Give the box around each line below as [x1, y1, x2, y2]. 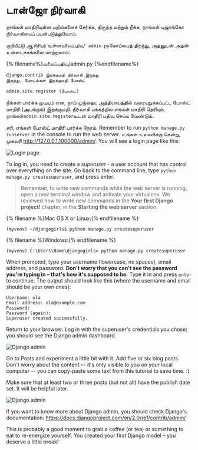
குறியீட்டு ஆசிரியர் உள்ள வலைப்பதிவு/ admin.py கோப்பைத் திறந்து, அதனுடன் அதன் [6, 42, 189, 49]
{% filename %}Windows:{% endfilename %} [6, 237, 117, 244]
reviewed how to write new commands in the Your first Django [20, 197, 173, 204]
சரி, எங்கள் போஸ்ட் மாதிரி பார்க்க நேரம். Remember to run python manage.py [6, 124, 185, 131]
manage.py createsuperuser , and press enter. [6, 173, 115, 180]
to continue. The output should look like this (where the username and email [6, 277, 191, 284]
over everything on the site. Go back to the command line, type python [6, 166, 177, 174]
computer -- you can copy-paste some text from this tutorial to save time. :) [6, 367, 190, 375]
